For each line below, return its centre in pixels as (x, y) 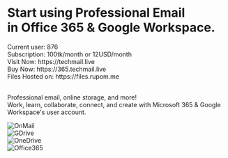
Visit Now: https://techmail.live (51, 61)
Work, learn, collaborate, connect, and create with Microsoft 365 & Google (114, 104)
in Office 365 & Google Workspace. (111, 27)
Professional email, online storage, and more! (72, 97)
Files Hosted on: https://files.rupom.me (63, 76)
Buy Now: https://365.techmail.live (57, 69)
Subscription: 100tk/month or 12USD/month (70, 54)
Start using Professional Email (96, 13)
